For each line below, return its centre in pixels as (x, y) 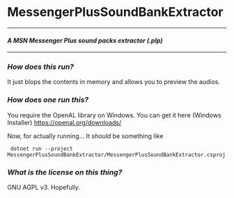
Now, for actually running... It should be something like (85, 135)
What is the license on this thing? (65, 172)
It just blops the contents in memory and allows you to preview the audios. (114, 82)
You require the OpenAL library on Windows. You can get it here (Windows (114, 115)
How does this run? (41, 67)
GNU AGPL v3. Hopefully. (44, 188)
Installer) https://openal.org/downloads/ (64, 122)
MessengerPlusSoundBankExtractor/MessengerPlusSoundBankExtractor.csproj (117, 155)
